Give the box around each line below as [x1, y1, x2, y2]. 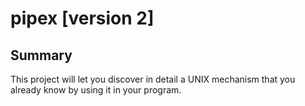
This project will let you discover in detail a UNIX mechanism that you [10, 73, 296, 85]
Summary [10, 47, 73, 64]
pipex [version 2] [10, 7, 155, 30]
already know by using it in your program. [10, 84, 182, 96]
